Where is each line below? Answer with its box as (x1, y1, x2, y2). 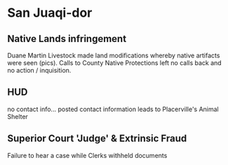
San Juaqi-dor (7, 5, 93, 21)
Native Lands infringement (7, 33, 127, 45)
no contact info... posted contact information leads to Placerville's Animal (7, 105, 219, 113)
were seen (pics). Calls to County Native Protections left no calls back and (7, 59, 222, 67)
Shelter (7, 112, 28, 120)
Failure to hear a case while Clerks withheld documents (7, 151, 168, 159)
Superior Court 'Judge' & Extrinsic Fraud (7, 133, 187, 145)
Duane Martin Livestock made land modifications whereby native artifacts (7, 51, 220, 59)
